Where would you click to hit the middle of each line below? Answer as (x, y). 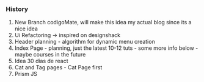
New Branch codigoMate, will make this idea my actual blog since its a (103, 22)
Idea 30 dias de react (41, 61)
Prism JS (26, 74)
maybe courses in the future (50, 55)
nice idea (26, 29)
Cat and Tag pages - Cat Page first (58, 67)
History (17, 9)
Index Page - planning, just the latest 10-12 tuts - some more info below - (106, 48)
